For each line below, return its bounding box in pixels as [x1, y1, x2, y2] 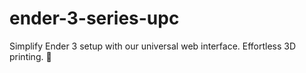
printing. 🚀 [9, 50, 52, 62]
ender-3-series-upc [9, 7, 180, 30]
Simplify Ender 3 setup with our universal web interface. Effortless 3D [9, 40, 297, 52]
